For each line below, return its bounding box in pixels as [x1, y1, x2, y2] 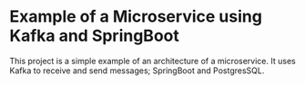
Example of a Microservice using [9, 6, 262, 27]
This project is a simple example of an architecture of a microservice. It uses [9, 55, 296, 66]
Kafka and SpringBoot [9, 25, 179, 46]
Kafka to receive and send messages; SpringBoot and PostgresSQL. [9, 65, 265, 76]
